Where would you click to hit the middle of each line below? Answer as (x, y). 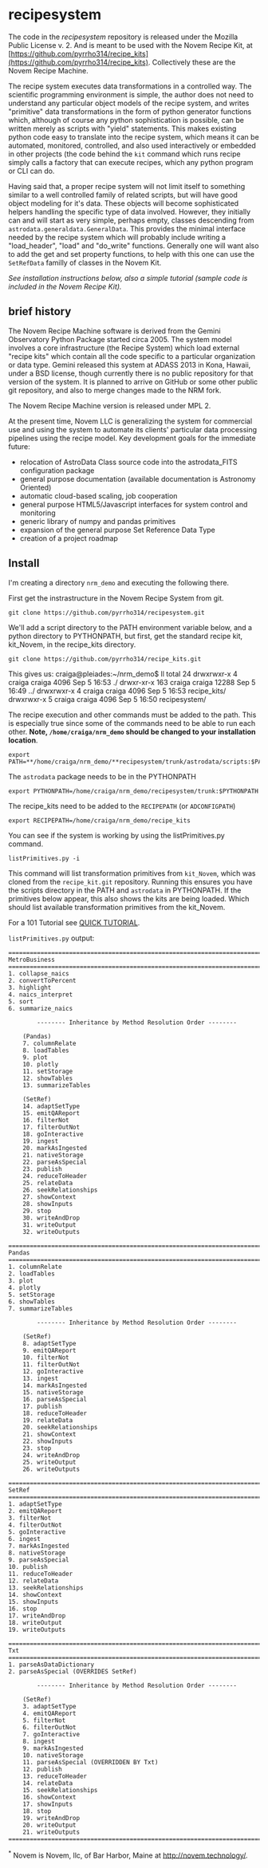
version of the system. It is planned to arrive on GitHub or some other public (133, 381)
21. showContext (50, 1434)
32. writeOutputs (51, 1232)
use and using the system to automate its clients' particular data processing (133, 429)
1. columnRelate (35, 1267)
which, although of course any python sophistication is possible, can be (126, 120)
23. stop (37, 1448)
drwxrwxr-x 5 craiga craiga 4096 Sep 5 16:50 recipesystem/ (107, 699)
